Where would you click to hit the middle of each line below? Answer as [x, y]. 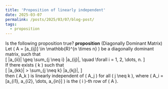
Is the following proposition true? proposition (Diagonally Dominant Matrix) [84, 43]
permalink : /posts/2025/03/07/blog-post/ [50, 19]
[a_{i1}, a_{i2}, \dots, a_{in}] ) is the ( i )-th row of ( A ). [62, 81]
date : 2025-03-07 [24, 15]
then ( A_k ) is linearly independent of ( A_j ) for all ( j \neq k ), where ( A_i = [85, 76]
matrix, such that [23, 54]
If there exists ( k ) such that [35, 65]
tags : [11, 24]
